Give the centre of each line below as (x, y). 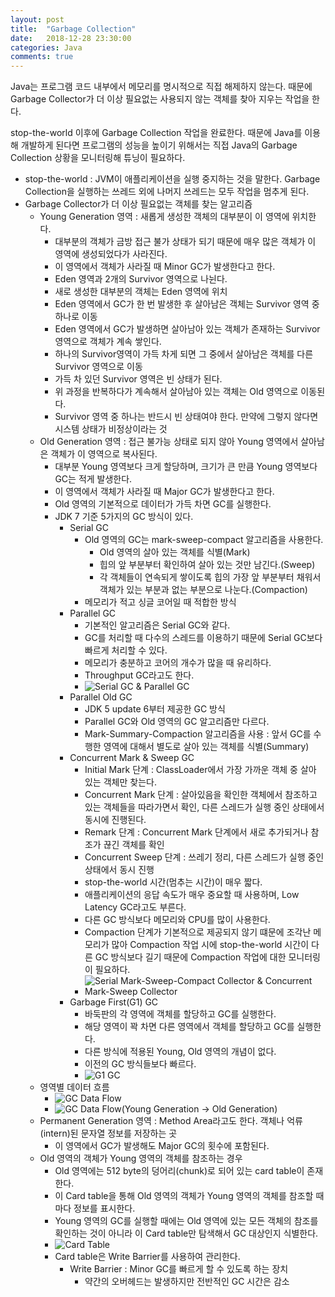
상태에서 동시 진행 (119, 870)
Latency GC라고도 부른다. (135, 907)
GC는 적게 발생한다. (93, 479)
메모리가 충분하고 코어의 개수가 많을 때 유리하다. (178, 663)
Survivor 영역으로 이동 (98, 367)
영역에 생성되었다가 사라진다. (111, 254)
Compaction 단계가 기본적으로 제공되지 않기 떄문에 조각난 (198, 932)
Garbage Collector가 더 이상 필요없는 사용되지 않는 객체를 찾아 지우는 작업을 (160, 99)
